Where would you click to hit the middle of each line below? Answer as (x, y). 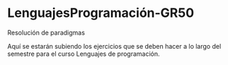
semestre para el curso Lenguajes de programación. (84, 54)
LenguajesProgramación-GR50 (101, 13)
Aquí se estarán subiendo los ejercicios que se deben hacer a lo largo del (114, 46)
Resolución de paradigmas (46, 32)
